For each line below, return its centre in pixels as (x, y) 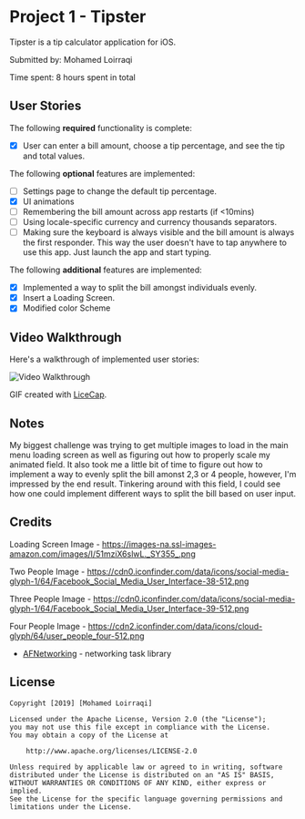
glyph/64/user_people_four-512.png (77, 636)
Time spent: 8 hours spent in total (73, 77)
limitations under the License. (71, 807)
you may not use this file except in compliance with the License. (140, 727)
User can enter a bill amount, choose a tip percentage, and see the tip (153, 145)
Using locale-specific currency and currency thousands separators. (150, 222)
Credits (31, 522)
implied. (26, 791)
